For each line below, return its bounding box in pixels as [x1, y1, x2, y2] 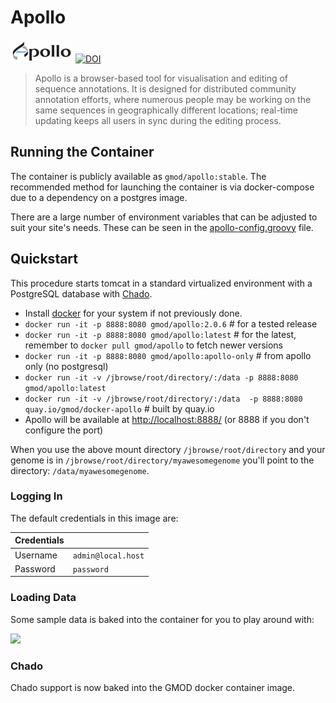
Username [14, 549, 58, 561]
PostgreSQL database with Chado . [10, 287, 153, 300]
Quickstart [10, 251, 79, 268]
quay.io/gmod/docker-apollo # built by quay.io [24, 402, 215, 415]
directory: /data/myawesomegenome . [10, 464, 150, 476]
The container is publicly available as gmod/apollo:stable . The [10, 170, 267, 182]
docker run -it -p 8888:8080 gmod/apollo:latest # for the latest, [24, 328, 297, 340]
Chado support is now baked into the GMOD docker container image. [10, 681, 296, 693]
